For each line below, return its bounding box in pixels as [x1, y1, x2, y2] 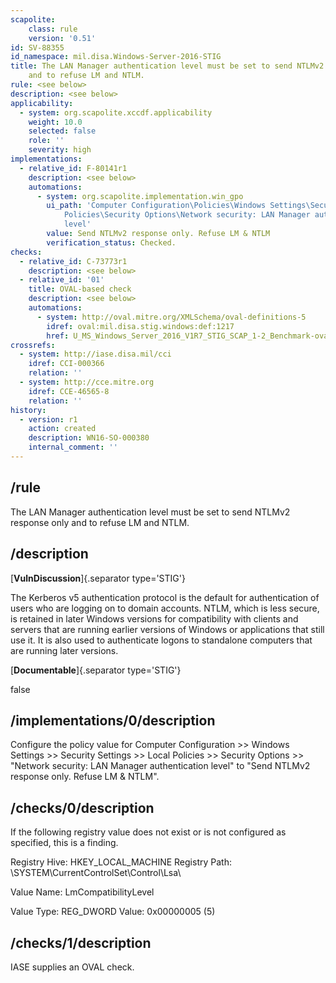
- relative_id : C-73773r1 [19, 256, 128, 266]
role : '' [28, 136, 65, 146]
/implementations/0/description [10, 712, 216, 729]
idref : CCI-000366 [28, 359, 105, 369]
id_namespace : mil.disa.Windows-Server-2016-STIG [10, 52, 222, 62]
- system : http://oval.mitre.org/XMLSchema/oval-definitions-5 [36, 312, 307, 322]
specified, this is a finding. [10, 837, 119, 849]
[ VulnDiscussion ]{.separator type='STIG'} [10, 572, 186, 584]
